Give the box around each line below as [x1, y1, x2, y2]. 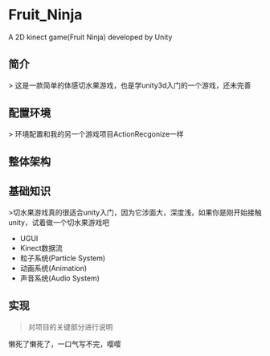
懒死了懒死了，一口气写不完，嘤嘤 [8, 339, 121, 349]
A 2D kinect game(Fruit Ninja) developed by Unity [8, 32, 173, 42]
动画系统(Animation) [19, 263, 88, 272]
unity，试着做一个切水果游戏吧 [8, 217, 110, 227]
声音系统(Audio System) [19, 273, 100, 283]
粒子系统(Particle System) [19, 253, 106, 263]
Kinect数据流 [19, 243, 63, 252]
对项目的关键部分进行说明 [27, 321, 113, 331]
